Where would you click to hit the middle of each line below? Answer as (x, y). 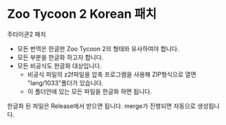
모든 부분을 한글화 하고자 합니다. (60, 57)
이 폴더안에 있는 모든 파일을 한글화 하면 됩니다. (90, 91)
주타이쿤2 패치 (26, 34)
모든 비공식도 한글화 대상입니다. (59, 66)
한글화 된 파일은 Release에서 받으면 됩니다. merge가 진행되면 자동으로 (101, 106)
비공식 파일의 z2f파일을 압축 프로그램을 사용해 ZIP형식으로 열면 (112, 74)
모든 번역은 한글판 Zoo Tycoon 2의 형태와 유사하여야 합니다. (98, 48)
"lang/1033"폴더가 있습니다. (65, 83)
